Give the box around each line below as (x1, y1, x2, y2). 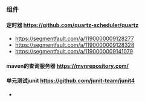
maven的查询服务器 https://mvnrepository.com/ (6, 62, 129, 70)
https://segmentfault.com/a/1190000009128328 (14, 41, 135, 49)
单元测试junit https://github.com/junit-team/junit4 (6, 77, 135, 85)
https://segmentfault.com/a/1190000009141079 (14, 48, 134, 55)
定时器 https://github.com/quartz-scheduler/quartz (6, 21, 139, 28)
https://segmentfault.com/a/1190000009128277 (14, 35, 134, 43)
